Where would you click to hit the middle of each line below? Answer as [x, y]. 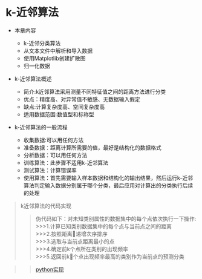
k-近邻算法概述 [33, 79]
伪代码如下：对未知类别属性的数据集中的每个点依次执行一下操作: [116, 218]
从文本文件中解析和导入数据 [58, 51]
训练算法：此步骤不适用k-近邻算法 [66, 162]
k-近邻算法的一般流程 [41, 127]
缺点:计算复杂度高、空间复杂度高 [64, 107]
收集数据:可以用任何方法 [54, 140]
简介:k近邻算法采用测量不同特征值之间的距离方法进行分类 [95, 91]
